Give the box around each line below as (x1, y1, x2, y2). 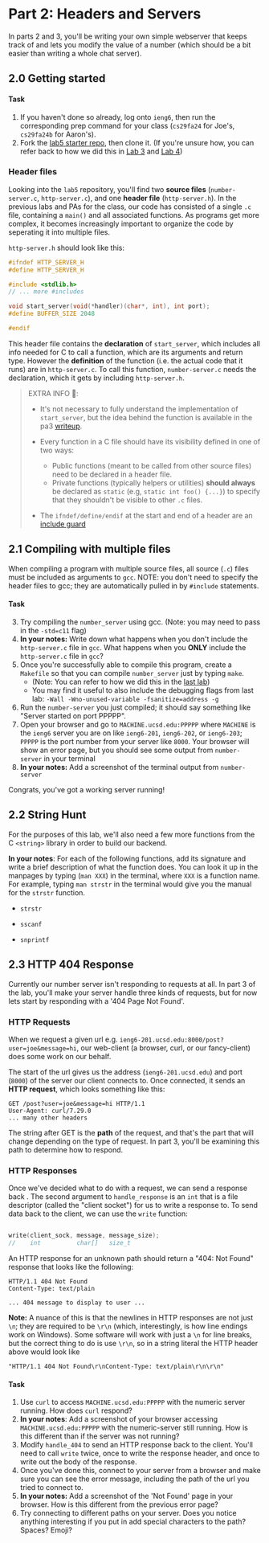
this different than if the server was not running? (19, 1431, 180, 1441)
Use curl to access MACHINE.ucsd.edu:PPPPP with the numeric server (19, 1398, 246, 1407)
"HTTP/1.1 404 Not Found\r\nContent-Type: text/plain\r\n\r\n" (8, 1362, 225, 1370)
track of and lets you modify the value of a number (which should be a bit (8, 39, 251, 49)
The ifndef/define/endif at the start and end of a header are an (39, 510, 253, 520)
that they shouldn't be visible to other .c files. (51, 495, 203, 505)
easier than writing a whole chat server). (8, 48, 142, 58)
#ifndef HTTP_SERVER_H (8, 258, 84, 266)
